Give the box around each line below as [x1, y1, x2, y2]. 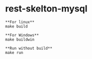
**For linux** [5, 19, 35, 24]
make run [5, 50, 23, 55]
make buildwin [5, 37, 35, 42]
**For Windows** [5, 32, 39, 37]
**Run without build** [5, 45, 52, 50]
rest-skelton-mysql [5, 3, 87, 14]
